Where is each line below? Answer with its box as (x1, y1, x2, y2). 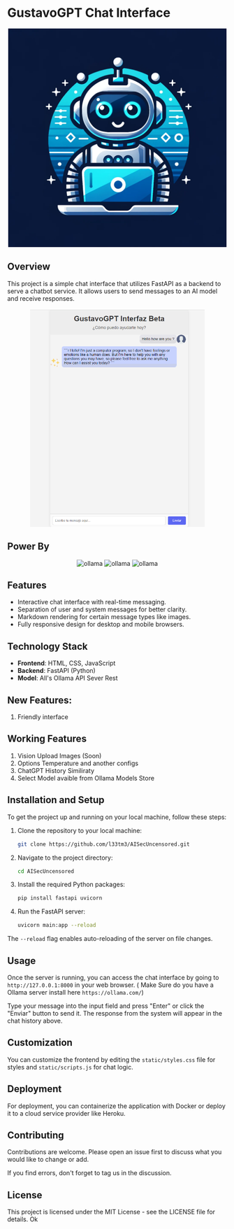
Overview (7, 261, 51, 273)
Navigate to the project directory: (17, 853, 113, 862)
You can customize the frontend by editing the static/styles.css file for (7, 1055, 216, 1064)
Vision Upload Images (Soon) (17, 751, 102, 760)
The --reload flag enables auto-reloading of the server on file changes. (7, 935, 213, 943)
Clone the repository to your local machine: (17, 826, 142, 834)
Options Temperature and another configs (17, 759, 138, 767)
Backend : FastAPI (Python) (17, 667, 96, 675)
